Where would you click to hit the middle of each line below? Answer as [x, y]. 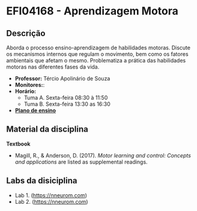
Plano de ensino [35, 110]
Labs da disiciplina [42, 181]
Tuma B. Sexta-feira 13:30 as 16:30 [67, 104]
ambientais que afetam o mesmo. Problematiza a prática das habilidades [96, 60]
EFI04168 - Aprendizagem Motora [92, 11]
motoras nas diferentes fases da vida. [53, 67]
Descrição [26, 33]
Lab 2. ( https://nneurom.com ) [51, 201]
